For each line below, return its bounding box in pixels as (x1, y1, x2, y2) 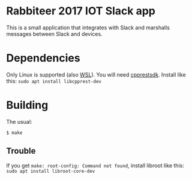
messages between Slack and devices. (6, 30, 103, 37)
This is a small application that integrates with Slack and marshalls (6, 24, 170, 31)
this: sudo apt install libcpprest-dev (6, 77, 102, 84)
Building (6, 99, 49, 112)
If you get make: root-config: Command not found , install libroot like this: (6, 161, 184, 169)
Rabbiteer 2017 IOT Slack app (6, 4, 156, 18)
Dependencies (6, 51, 80, 65)
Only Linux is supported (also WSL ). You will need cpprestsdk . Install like (6, 71, 186, 78)
